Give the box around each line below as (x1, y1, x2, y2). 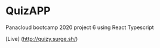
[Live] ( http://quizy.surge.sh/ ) (5, 35, 78, 42)
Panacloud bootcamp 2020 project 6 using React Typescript (5, 24, 154, 31)
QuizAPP (5, 4, 51, 18)
